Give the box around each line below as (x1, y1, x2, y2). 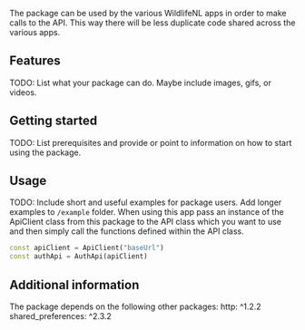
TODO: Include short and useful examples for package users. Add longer (9, 197, 282, 208)
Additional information (9, 277, 140, 293)
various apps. (9, 27, 61, 37)
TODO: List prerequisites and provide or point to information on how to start (9, 137, 292, 148)
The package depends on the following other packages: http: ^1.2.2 (9, 301, 261, 312)
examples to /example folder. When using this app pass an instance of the (9, 207, 284, 218)
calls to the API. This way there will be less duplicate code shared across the (9, 17, 296, 28)
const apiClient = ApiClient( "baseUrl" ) (9, 244, 165, 253)
